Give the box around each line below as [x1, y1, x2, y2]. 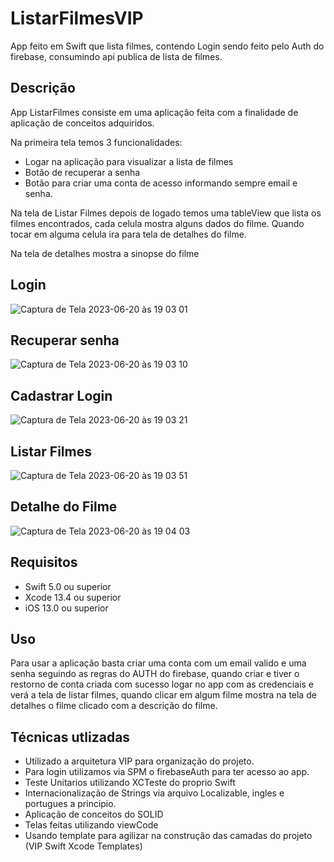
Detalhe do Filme [10, 498, 118, 516]
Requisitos [10, 554, 78, 571]
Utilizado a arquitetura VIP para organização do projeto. [24, 755, 255, 767]
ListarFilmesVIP [10, 7, 144, 30]
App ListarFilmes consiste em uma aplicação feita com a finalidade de [10, 106, 299, 118]
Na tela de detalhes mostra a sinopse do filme [10, 247, 200, 259]
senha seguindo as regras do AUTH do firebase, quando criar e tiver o [10, 668, 300, 680]
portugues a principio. [24, 798, 117, 810]
